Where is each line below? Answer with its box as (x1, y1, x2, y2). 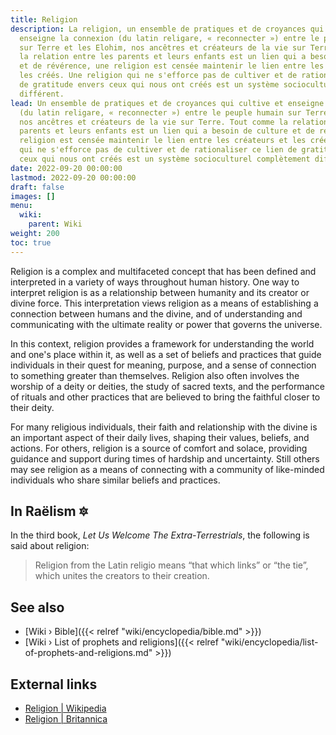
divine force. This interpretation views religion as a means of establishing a (10, 297, 319, 309)
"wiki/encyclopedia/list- (220, 636, 319, 648)
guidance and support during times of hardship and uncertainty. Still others (10, 452, 320, 465)
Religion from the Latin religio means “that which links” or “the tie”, (34, 559, 309, 571)
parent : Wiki (28, 219, 83, 230)
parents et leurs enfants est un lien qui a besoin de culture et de (19, 126, 315, 136)
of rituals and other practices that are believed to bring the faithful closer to (10, 391, 321, 403)
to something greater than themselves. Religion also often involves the (10, 369, 300, 381)
